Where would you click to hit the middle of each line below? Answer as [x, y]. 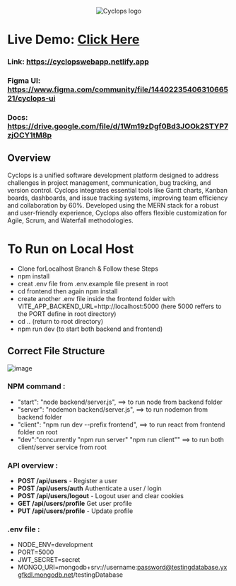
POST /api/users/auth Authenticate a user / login [90, 488]
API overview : [33, 466]
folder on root [37, 432]
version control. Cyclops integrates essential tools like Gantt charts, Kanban [118, 190]
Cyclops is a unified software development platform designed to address [113, 175]
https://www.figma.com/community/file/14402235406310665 [118, 90]
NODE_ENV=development [55, 545]
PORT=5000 [36, 552]
